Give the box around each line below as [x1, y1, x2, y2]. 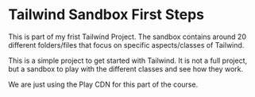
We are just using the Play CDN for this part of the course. [8, 80, 199, 89]
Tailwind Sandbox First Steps [8, 6, 205, 24]
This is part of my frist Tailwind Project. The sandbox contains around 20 [8, 32, 246, 41]
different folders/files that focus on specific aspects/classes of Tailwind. [8, 40, 245, 49]
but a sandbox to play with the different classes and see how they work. [8, 64, 244, 73]
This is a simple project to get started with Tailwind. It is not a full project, [8, 56, 248, 65]
